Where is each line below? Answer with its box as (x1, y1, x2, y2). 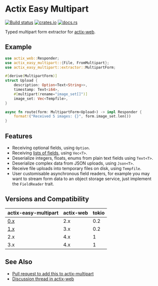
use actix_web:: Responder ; (5, 56, 60, 61)
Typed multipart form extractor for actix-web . (5, 29, 96, 34)
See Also (5, 258, 32, 266)
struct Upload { (5, 78, 38, 83)
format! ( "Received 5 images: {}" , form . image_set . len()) (14, 114, 131, 119)
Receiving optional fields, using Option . (12, 145, 91, 151)
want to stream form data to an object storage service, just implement (12, 176, 152, 182)
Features (5, 132, 32, 140)
